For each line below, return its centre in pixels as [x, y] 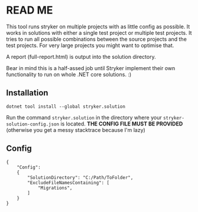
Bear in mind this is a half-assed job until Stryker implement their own [91, 68]
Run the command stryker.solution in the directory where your [84, 117]
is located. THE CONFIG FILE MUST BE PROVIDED [122, 124]
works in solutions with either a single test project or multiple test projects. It [99, 32]
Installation [27, 93]
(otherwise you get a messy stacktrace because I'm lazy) [76, 130]
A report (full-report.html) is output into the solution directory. [81, 57]
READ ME [30, 10]
